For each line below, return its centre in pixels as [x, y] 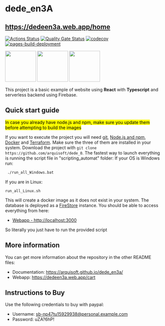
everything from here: [27, 210]
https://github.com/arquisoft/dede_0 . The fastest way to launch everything [82, 153]
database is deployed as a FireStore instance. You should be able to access [82, 205]
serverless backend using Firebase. [41, 95]
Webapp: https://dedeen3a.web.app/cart [54, 277]
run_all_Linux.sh [23, 191]
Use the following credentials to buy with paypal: [55, 305]
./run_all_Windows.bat [31, 172]
